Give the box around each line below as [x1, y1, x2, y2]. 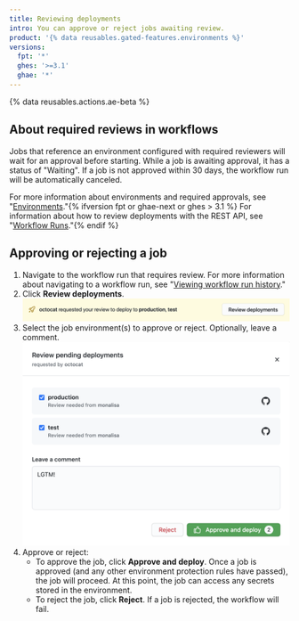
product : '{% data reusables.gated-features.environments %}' [9, 33, 245, 42]
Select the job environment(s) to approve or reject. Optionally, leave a [21, 322, 278, 333]
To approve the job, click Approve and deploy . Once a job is [35, 557, 257, 568]
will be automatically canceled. [9, 174, 123, 184]
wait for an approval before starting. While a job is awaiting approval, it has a [9, 155, 290, 166]
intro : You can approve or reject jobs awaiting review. [9, 23, 225, 33]
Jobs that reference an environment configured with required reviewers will [9, 145, 286, 156]
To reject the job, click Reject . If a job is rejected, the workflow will [35, 594, 279, 605]
